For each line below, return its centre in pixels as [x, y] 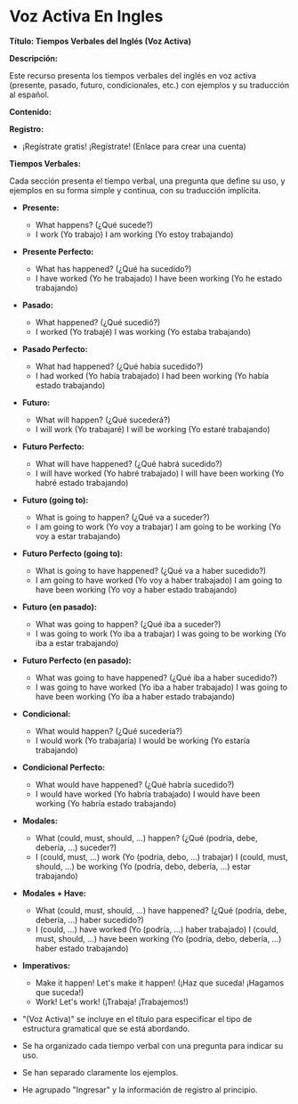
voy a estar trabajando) [78, 536]
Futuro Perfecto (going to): [72, 553]
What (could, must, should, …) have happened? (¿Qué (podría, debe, [161, 910]
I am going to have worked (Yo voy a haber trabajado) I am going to [159, 580]
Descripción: [33, 58]
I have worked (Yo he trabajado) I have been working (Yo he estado [159, 278]
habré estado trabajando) [82, 482]
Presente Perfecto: [58, 251]
